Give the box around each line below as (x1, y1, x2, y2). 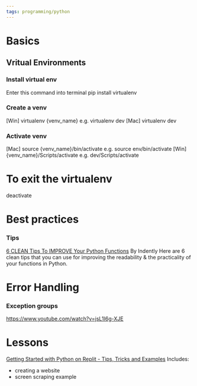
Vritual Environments (6, 57, 86, 68)
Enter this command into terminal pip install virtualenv (6, 89, 137, 96)
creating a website (14, 366, 60, 374)
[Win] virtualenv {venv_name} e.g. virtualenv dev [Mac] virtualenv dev (6, 117, 177, 124)
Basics (6, 34, 40, 47)
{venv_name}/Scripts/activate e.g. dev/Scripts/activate (6, 152, 139, 159)
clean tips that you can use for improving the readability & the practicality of (6, 253, 191, 260)
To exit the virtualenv (6, 172, 112, 186)
